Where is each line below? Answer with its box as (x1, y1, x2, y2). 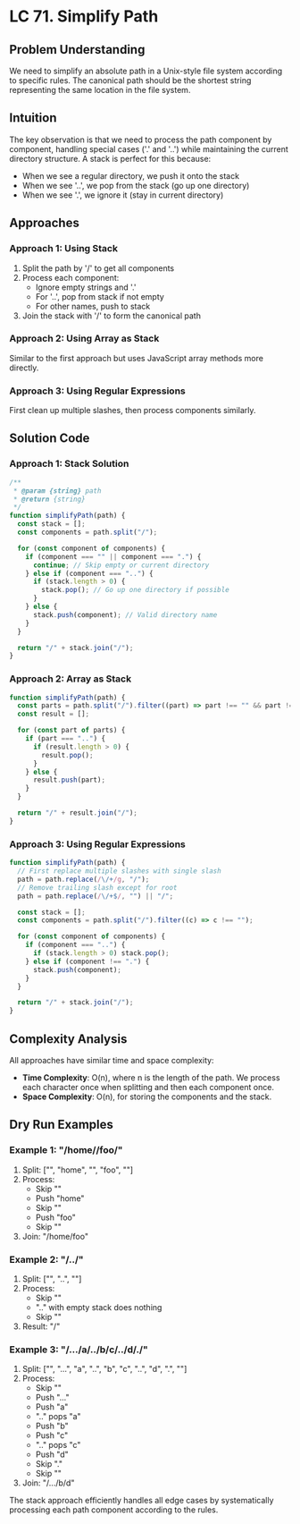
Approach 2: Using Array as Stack (9, 333, 160, 345)
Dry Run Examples (9, 1117, 114, 1132)
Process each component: (21, 272, 120, 283)
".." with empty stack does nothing (35, 1301, 162, 1312)
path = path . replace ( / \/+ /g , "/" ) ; (17, 875, 150, 884)
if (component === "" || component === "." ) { (25, 552, 202, 561)
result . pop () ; (41, 750, 94, 759)
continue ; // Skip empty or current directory (32, 561, 210, 570)
